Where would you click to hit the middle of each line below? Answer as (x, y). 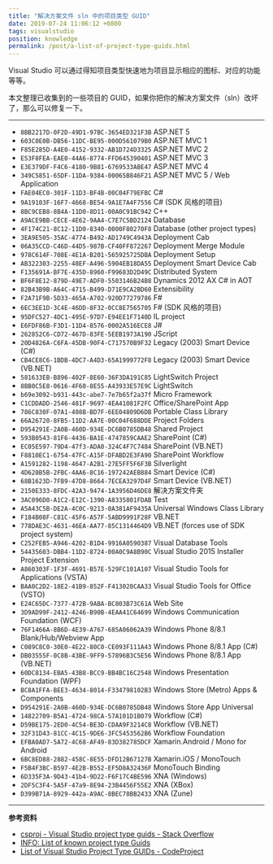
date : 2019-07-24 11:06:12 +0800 (65, 24)
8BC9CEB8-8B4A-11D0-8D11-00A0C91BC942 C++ (94, 212)
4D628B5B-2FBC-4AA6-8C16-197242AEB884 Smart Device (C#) (118, 472)
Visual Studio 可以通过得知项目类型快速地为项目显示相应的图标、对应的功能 (135, 71)
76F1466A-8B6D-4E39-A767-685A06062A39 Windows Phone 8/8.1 (123, 629)
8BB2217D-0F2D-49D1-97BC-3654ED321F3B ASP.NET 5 (105, 132)
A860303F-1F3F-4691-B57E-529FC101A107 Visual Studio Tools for (124, 569)
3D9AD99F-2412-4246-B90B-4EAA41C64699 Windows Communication (130, 612)
